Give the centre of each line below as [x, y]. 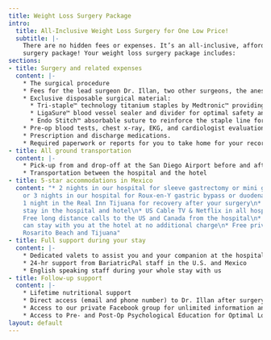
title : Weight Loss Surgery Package [70, 16]
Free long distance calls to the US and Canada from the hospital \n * [142, 218]
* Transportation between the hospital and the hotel [115, 173]
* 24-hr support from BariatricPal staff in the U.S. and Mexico [135, 263]
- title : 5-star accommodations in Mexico [81, 181]
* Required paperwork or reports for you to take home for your [133, 143]
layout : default [35, 323]
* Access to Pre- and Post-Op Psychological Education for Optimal [138, 315]
